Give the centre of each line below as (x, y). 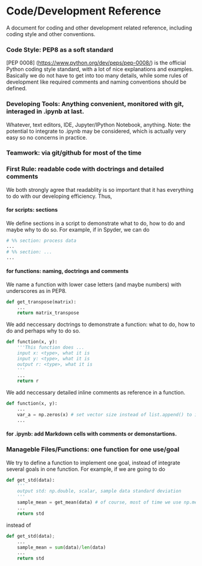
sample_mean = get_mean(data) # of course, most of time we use (99, 503)
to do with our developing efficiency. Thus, (59, 196)
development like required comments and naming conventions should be (96, 82)
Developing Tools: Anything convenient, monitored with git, (95, 104)
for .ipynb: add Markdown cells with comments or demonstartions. (92, 434)
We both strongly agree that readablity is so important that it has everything (100, 189)
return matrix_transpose (48, 313)
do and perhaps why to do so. (43, 331)
